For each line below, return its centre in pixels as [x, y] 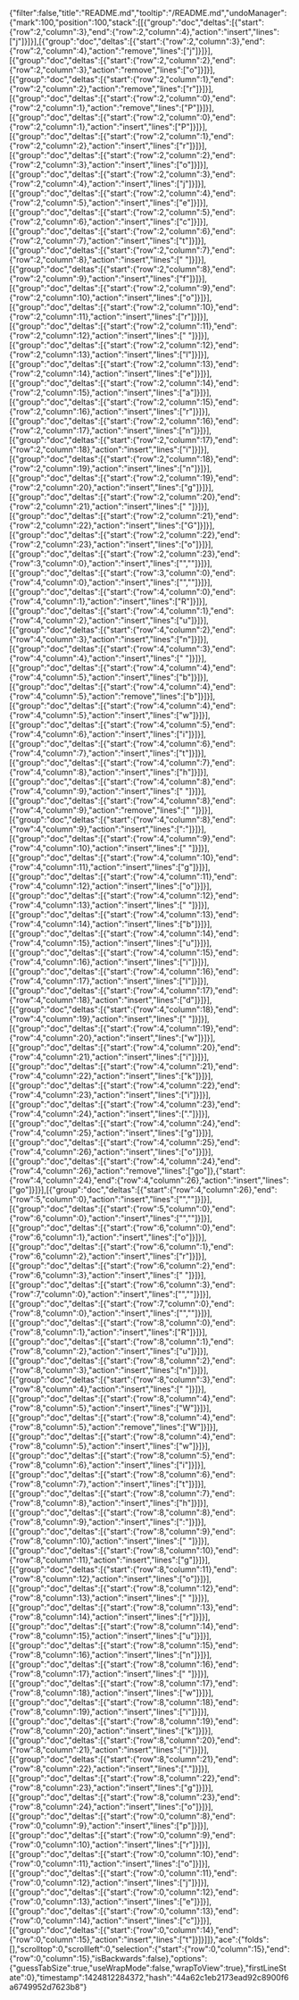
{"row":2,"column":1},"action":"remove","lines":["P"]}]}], [112, 108]
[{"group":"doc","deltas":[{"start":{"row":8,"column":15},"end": [124, 1645]
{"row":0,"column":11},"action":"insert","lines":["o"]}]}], [110, 1863]
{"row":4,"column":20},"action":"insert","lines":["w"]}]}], [112, 1038]
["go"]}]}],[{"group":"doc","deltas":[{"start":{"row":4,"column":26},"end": [143, 1190]
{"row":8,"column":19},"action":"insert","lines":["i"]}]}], [109, 1711]
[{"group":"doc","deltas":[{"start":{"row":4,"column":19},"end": [124, 1028]
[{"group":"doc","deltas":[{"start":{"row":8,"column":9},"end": [122, 1531]
